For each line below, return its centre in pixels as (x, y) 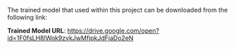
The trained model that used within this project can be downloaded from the (118, 10)
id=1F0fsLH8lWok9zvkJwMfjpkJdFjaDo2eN (70, 38)
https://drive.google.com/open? (113, 31)
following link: (27, 17)
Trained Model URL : (37, 31)
